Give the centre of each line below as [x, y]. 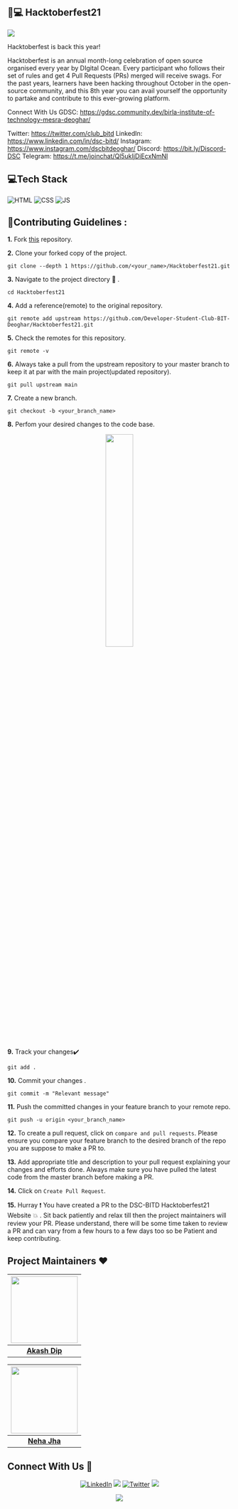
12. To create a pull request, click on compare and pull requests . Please [113, 1133]
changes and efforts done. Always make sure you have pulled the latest [112, 1170]
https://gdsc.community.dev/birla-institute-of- [147, 112]
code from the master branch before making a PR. [81, 1177]
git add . [22, 1068]
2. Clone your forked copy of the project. [67, 253]
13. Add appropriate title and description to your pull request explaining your [119, 1162]
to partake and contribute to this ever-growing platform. [89, 98]
